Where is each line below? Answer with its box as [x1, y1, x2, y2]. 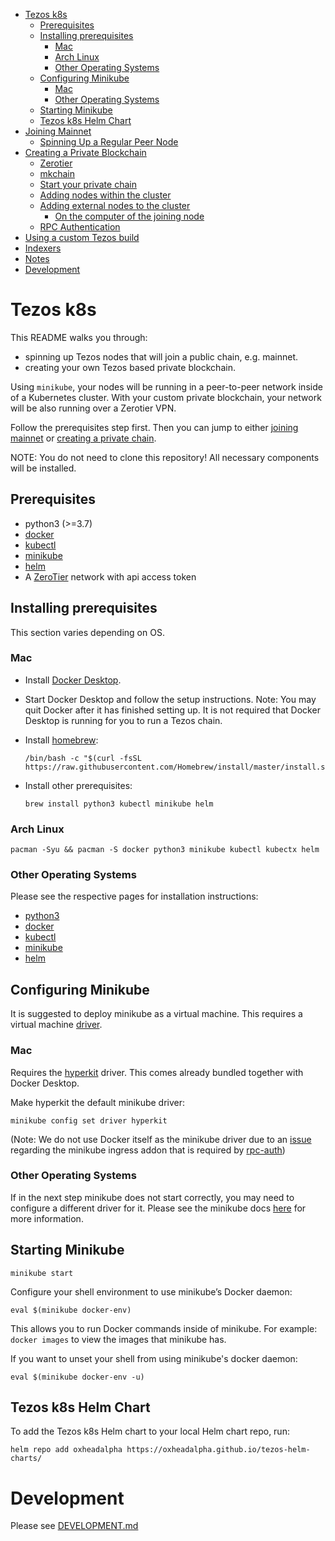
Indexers [24, 242, 62, 254]
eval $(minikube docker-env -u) [10, 1372, 145, 1382]
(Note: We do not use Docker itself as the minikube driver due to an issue [10, 1133, 312, 1145]
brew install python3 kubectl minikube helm [24, 799, 214, 809]
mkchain [39, 168, 76, 179]
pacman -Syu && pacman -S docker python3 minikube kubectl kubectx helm [10, 845, 320, 855]
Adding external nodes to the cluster [39, 200, 191, 211]
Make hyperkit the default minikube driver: [10, 1096, 186, 1108]
